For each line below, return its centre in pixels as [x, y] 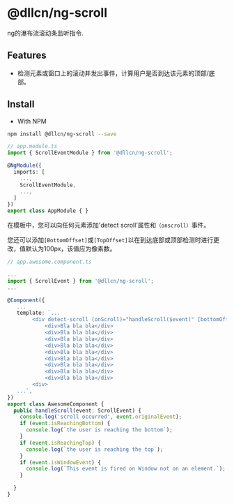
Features [27, 55]
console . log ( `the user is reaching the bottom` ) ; [99, 430]
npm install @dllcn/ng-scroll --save [62, 134]
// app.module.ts [32, 147]
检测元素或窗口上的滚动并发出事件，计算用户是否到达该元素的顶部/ [113, 73]
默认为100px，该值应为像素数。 [71, 249]
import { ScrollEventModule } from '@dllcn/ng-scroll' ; [90, 153]
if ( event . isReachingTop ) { [60, 443]
